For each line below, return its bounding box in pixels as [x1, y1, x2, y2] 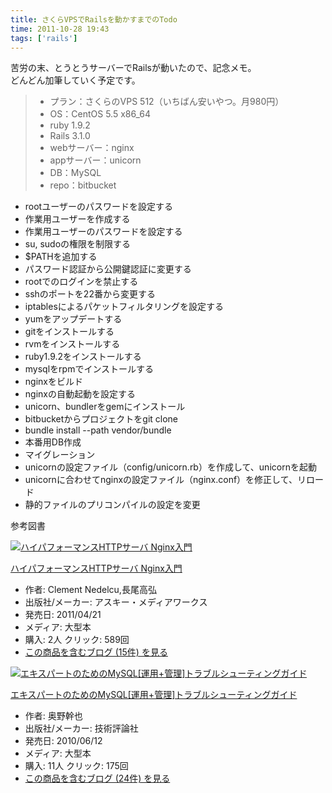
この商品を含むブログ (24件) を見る [24, 772, 171, 785]
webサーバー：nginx [49, 142, 135, 154]
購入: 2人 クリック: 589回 [24, 634, 130, 646]
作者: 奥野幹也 [24, 710, 83, 722]
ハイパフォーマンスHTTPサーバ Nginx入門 [10, 562, 183, 575]
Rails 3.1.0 [49, 130, 91, 142]
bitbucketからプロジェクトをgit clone [24, 413, 179, 425]
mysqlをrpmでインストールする [24, 363, 155, 375]
